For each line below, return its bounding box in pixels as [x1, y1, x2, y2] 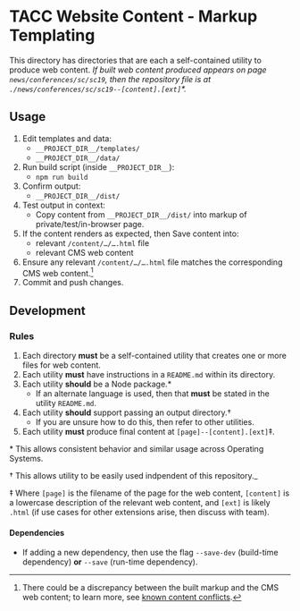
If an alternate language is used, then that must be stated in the [35, 388, 270, 399]
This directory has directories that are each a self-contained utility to [9, 55, 262, 65]
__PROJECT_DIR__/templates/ [35, 144, 140, 153]
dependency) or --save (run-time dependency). [21, 556, 198, 567]
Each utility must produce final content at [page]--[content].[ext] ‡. [21, 427, 275, 437]
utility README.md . [35, 398, 96, 409]
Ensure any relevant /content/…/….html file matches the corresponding [21, 257, 283, 267]
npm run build [35, 173, 88, 182]
